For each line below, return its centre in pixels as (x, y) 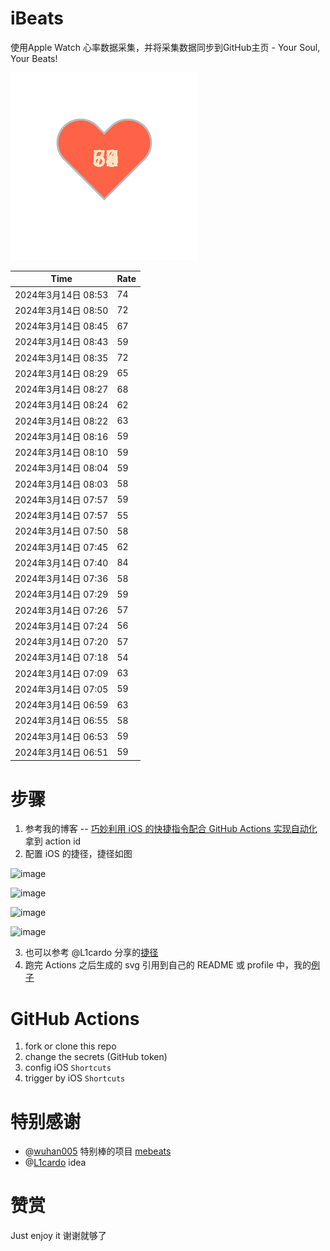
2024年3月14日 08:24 (61, 405)
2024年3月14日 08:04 (61, 468)
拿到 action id (53, 841)
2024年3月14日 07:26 (61, 610)
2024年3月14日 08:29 (61, 373)
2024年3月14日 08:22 (61, 421)
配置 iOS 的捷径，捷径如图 (78, 854)
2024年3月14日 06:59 (61, 705)
